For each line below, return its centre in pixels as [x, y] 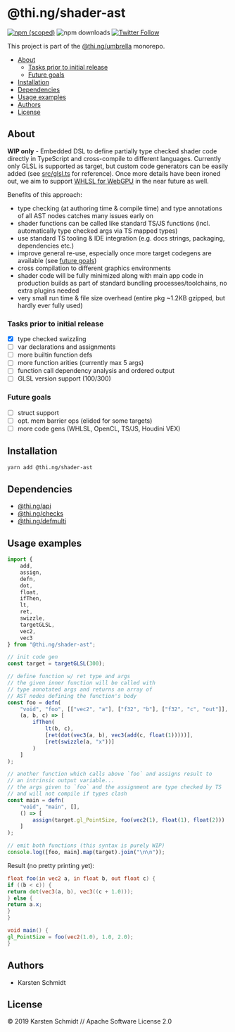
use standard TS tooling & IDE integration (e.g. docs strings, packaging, [121, 238]
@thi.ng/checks [40, 514]
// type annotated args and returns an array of [80, 689]
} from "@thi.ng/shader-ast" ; [52, 644]
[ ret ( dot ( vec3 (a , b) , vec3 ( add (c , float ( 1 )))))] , [119, 735]
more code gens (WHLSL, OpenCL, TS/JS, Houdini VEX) [99, 428]
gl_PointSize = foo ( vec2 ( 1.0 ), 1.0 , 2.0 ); [70, 937]
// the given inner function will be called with [82, 683]
